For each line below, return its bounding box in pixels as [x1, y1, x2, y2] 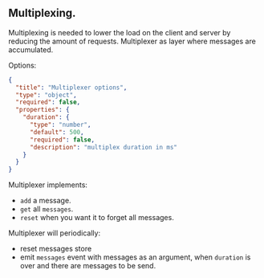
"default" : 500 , [29, 128, 84, 136]
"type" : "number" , [29, 121, 91, 129]
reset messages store [19, 244, 92, 254]
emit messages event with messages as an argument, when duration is [19, 252, 251, 262]
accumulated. [8, 44, 54, 55]
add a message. [19, 196, 71, 206]
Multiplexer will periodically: [8, 228, 101, 238]
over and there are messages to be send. [19, 261, 156, 271]
